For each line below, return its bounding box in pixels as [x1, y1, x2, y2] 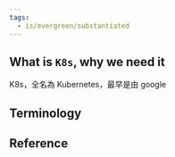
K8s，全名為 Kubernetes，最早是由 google [9, 79, 167, 90]
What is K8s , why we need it [9, 54, 165, 70]
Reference [9, 136, 69, 152]
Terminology [9, 105, 82, 120]
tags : [9, 12, 29, 22]
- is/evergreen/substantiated [17, 21, 129, 30]
